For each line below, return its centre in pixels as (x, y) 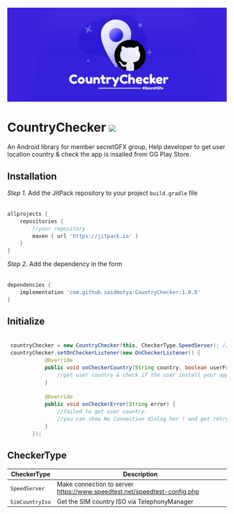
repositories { (42, 221)
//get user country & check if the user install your (136, 375)
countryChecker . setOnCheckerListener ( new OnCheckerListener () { (105, 353)
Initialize (26, 321)
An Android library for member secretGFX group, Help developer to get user (116, 147)
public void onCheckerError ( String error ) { (110, 405)
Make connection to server (95, 484)
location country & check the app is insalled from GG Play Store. (99, 155)
